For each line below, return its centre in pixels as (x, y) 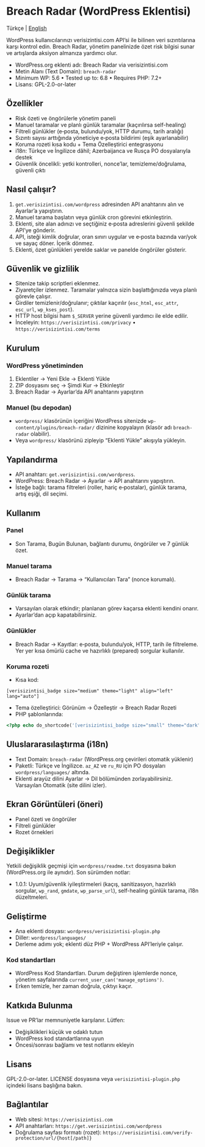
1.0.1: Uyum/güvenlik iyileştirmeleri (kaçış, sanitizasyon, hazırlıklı (95, 884)
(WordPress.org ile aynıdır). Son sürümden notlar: (69, 873)
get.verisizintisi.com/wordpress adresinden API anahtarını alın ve (99, 204)
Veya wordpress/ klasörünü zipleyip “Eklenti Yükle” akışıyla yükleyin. (100, 441)
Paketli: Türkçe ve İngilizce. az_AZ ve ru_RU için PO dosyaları (90, 766)
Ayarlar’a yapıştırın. (39, 211)
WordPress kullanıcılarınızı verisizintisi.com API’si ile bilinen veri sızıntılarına (101, 40)
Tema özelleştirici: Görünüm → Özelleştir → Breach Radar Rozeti (96, 708)
